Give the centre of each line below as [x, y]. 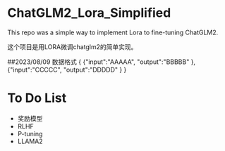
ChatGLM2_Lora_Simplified [89, 13]
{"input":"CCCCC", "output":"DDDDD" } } [67, 70]
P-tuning [30, 133]
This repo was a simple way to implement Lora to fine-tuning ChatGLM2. [113, 32]
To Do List [37, 98]
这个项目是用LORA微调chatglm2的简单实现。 [72, 46]
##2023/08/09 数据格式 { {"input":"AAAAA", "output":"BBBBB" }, [102, 62]
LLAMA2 [30, 141]
